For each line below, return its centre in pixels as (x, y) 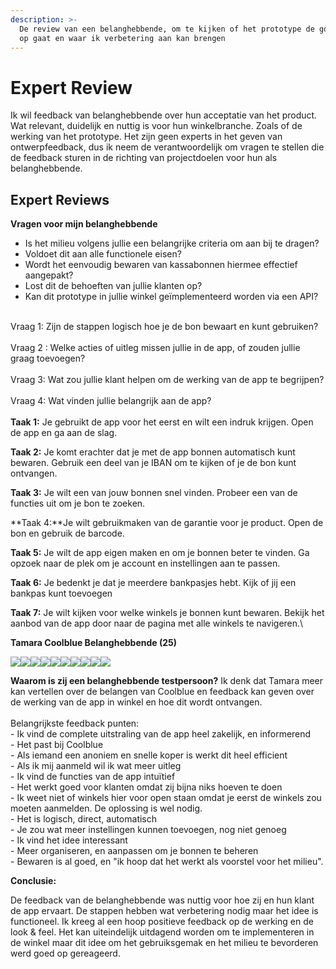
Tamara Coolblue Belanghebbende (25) (94, 643)
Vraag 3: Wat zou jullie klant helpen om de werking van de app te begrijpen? (167, 380)
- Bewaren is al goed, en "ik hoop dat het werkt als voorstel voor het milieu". (167, 862)
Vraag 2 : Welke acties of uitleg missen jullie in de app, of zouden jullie (155, 348)
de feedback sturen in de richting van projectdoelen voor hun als (144, 158)
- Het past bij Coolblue (57, 745)
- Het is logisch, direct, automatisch (84, 819)
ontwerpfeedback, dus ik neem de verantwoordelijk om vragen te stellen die (167, 147)
